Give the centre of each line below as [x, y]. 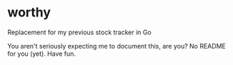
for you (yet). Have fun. [42, 54]
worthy [29, 12]
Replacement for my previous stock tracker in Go [79, 32]
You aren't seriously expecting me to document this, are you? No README [117, 46]
